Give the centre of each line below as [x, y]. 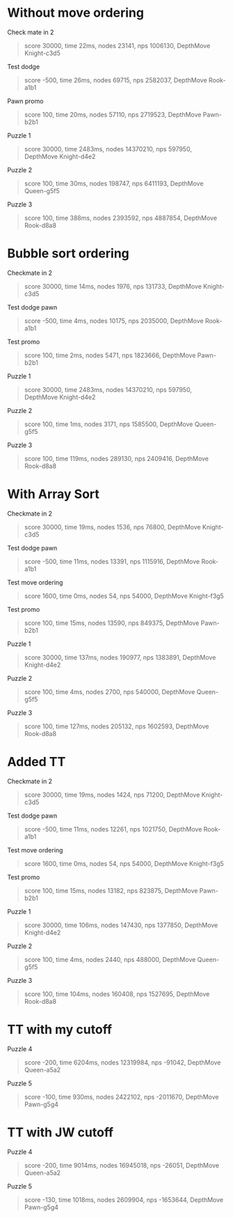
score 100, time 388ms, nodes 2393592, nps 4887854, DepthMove [121, 218]
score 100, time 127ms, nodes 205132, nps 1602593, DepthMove [116, 726]
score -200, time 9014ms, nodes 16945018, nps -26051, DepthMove [122, 1165]
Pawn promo [25, 101]
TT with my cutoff [60, 1029]
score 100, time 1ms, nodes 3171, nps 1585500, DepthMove [109, 424]
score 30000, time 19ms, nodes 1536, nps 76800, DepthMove [112, 527]
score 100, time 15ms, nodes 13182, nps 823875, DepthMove [111, 890]
